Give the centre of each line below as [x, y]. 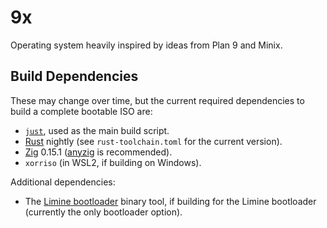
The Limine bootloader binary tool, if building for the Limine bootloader [170, 201]
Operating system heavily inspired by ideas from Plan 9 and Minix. [146, 45]
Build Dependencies [74, 76]
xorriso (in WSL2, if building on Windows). [113, 162]
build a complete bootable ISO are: [81, 111]
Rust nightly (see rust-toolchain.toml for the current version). [153, 141]
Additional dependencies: [63, 182]
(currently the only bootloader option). [103, 212]
